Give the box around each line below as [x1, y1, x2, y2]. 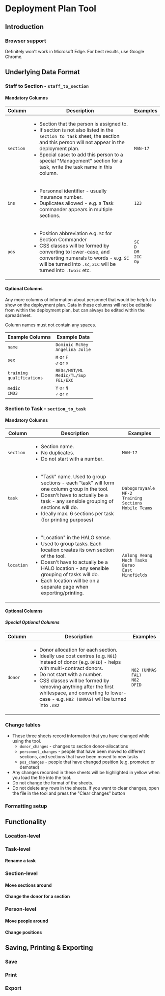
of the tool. [41, 552, 66, 559]
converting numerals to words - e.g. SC [39, 254, 129, 261]
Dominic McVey [55, 342, 88, 347]
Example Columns [7, 333, 51, 340]
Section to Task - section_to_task [5, 405, 86, 412]
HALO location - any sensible [41, 564, 109, 571]
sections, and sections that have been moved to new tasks [19, 753, 138, 759]
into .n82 [39, 702, 60, 709]
